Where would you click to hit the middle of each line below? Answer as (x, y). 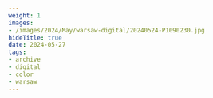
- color (21, 74)
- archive (25, 60)
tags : (17, 52)
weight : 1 (25, 15)
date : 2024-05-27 (37, 45)
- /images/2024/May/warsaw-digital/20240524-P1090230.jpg (106, 30)
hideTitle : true (35, 38)
